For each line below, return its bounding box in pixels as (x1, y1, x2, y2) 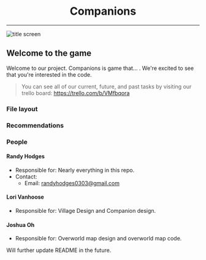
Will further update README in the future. (6, 247, 112, 254)
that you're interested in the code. (6, 71, 92, 78)
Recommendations (6, 121, 64, 129)
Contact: (15, 173, 37, 180)
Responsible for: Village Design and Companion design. (15, 207, 156, 214)
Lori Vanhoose (6, 193, 44, 201)
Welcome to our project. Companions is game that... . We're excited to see (6, 64, 194, 72)
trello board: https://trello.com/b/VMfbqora (21, 89, 130, 96)
